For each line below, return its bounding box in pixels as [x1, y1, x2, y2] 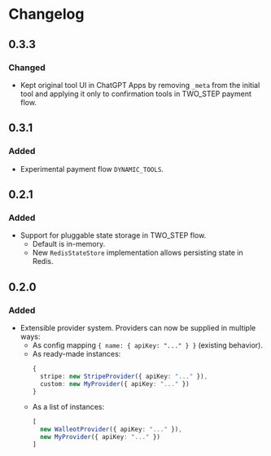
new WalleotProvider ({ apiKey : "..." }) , [39, 425, 183, 434]
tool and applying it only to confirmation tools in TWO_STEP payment [20, 89, 252, 99]
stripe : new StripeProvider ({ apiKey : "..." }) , [39, 372, 208, 380]
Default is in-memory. [32, 239, 106, 249]
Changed [8, 62, 46, 73]
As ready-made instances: [32, 349, 121, 358]
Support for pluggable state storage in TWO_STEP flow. [20, 230, 207, 240]
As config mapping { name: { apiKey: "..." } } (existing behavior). [32, 340, 263, 350]
